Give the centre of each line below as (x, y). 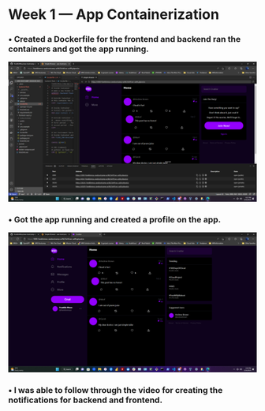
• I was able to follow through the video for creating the (116, 390)
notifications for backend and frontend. (86, 400)
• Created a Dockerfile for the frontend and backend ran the (125, 39)
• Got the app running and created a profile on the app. (115, 219)
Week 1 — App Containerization (114, 15)
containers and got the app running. (79, 49)
